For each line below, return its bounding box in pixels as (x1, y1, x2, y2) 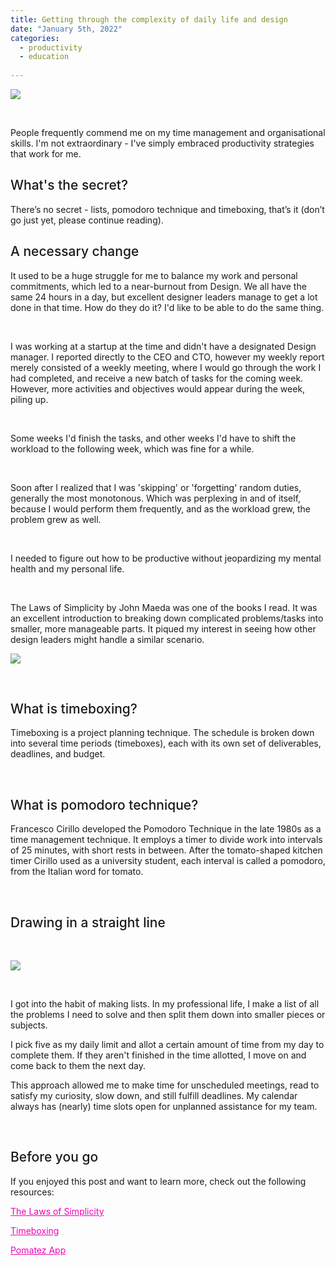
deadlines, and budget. (10, 748, 106, 760)
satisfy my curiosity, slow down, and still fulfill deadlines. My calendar (10, 1090, 298, 1102)
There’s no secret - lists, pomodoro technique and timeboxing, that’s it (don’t (10, 203, 325, 215)
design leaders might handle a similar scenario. (10, 633, 205, 645)
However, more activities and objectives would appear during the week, (10, 382, 306, 395)
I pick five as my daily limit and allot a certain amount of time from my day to (10, 1039, 325, 1051)
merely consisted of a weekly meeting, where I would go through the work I (10, 361, 322, 373)
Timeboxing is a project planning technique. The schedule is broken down (10, 727, 315, 739)
